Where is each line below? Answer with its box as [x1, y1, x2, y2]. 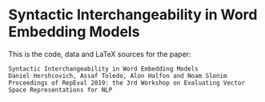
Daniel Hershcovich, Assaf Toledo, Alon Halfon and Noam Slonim [8, 71, 227, 80]
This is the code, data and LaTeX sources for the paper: [8, 49, 191, 59]
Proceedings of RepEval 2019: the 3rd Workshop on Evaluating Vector [8, 79, 246, 87]
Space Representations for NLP [8, 86, 113, 94]
